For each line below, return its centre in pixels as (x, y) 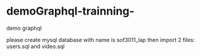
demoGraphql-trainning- (70, 11)
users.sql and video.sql (36, 46)
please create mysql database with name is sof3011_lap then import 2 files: (101, 40)
